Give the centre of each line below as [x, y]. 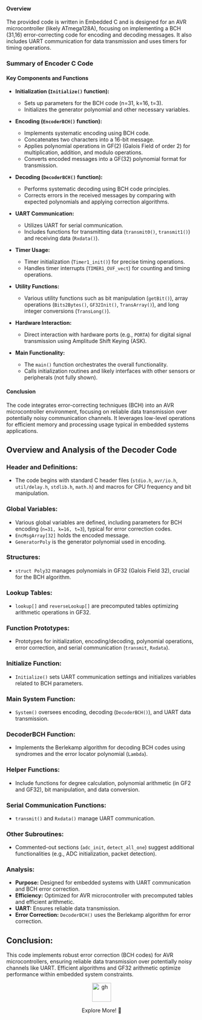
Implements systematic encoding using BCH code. [87, 133]
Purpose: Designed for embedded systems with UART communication [103, 883]
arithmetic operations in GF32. [53, 613]
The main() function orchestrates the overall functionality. [96, 365]
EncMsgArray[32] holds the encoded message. [72, 535]
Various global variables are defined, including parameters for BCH [99, 522]
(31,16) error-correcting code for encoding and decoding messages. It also [99, 35]
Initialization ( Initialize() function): [62, 92]
